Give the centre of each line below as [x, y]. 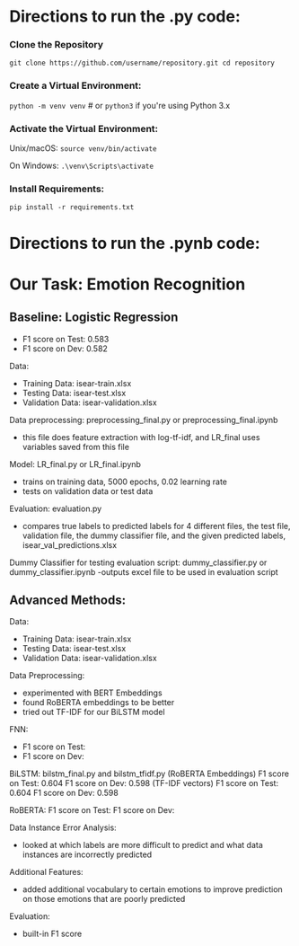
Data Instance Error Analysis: [63, 827]
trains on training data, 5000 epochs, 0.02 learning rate [124, 482]
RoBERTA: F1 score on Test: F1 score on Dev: [92, 810]
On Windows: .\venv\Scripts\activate [82, 166]
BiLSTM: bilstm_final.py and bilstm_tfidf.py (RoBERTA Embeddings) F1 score [149, 774]
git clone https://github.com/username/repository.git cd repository [142, 63]
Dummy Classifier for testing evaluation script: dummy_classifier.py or [138, 562]
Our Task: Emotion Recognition [128, 284]
